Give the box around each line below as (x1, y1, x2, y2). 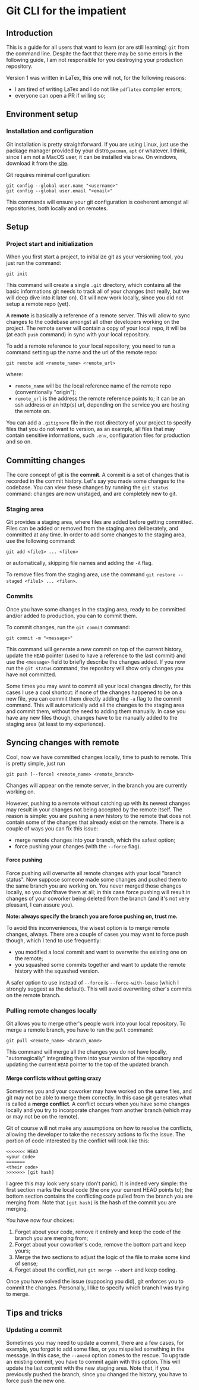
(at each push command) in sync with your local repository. (6, 331, 150, 338)
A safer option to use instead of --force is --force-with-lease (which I (6, 979, 179, 986)
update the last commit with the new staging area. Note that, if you (6, 1364, 169, 1372)
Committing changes (6, 455, 86, 466)
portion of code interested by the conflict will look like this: (6, 1137, 150, 1144)
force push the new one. (6, 1377, 67, 1384)
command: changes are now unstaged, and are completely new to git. (6, 490, 177, 498)
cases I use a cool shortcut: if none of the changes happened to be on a (6, 689, 182, 696)
